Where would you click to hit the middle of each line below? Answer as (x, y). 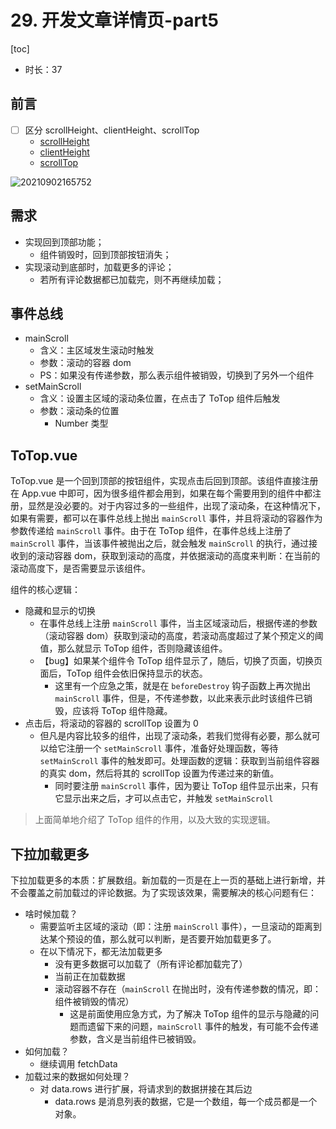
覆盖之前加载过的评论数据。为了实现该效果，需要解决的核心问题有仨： (172, 893)
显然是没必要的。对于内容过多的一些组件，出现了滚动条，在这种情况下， (176, 506)
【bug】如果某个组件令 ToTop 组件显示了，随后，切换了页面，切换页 (181, 661)
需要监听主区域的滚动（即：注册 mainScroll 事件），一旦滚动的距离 (176, 927)
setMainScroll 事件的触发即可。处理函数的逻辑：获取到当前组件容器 (179, 761)
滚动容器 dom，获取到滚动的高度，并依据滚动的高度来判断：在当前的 (178, 556)
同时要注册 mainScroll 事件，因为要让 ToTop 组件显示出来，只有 (186, 786)
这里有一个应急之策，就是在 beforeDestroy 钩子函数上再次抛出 (183, 686)
